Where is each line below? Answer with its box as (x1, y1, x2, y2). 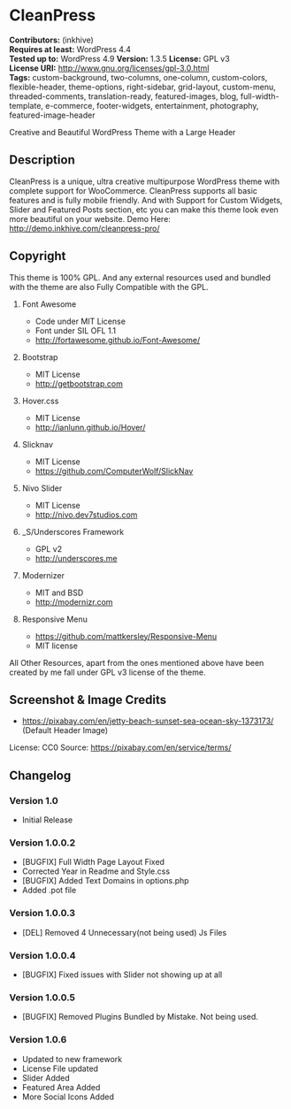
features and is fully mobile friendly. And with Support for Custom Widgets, (9, 195, 283, 205)
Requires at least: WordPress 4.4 (9, 43, 131, 54)
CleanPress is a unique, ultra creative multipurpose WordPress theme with (9, 176, 280, 187)
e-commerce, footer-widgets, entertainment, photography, (45, 100, 259, 111)
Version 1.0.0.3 (9, 907, 76, 920)
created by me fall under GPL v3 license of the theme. (9, 667, 206, 677)
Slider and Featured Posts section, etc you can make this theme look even (9, 204, 279, 215)
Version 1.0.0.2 (9, 837, 76, 849)
